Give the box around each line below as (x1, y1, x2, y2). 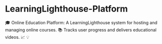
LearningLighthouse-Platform (5, 3, 128, 15)
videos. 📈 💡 (5, 34, 30, 40)
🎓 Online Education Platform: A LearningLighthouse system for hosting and (5, 19, 158, 25)
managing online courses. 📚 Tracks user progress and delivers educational (5, 27, 157, 32)
